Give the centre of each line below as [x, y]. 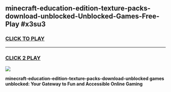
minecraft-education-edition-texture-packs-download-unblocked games [85, 78]
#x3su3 [33, 24]
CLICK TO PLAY [25, 39]
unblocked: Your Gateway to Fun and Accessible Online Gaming [74, 84]
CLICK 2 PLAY [23, 58]
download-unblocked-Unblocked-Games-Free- [82, 17]
